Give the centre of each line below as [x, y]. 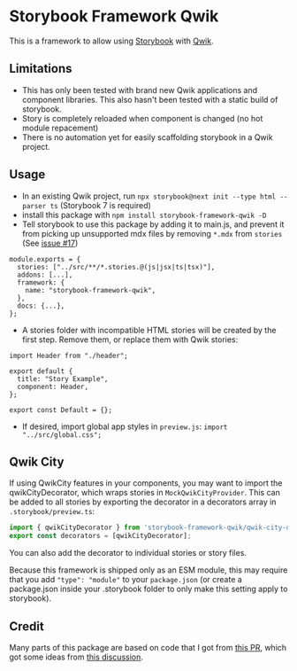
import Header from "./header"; [69, 355]
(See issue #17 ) [50, 243]
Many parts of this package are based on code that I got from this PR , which [148, 647]
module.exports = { [45, 259]
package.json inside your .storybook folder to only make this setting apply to [148, 589]
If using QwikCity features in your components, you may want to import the [146, 483]
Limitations [41, 69]
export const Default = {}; [61, 410]
